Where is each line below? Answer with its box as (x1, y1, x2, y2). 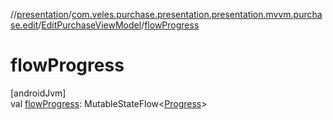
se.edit (10, 19, 39, 31)
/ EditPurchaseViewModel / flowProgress (38, 19, 200, 31)
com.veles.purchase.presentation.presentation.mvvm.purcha (71, 9, 323, 20)
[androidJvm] (10, 87, 67, 99)
